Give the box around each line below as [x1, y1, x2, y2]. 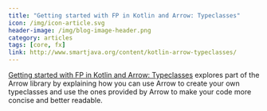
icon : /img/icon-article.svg [8, 19, 105, 27]
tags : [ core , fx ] [8, 41, 66, 49]
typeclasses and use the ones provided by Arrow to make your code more [8, 87, 252, 96]
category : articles [8, 33, 73, 42]
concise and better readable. [8, 96, 104, 105]
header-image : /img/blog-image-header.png [8, 26, 151, 34]
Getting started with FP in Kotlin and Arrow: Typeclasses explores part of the [8, 71, 260, 79]
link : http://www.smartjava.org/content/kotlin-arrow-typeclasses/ [8, 48, 238, 56]
